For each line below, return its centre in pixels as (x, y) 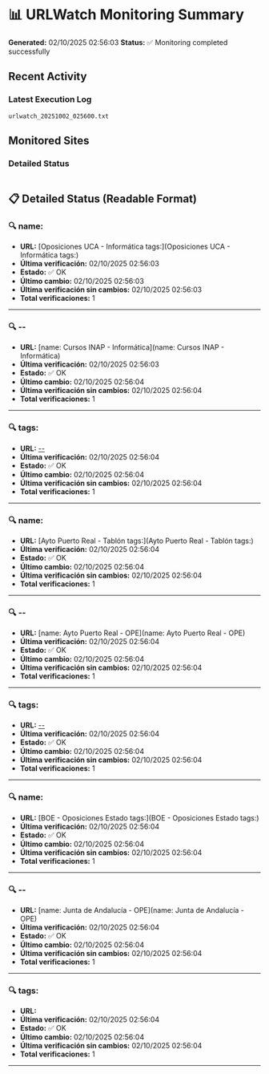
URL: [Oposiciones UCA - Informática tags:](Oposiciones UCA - (125, 246)
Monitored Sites (49, 141)
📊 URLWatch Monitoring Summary (126, 15)
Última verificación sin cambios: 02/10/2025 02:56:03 (111, 290)
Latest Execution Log (50, 99)
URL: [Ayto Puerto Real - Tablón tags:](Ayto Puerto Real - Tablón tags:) (137, 541)
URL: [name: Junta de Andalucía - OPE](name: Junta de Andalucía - (132, 910)
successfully (29, 51)
